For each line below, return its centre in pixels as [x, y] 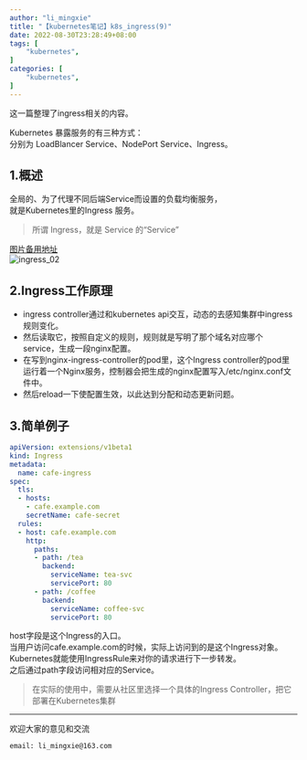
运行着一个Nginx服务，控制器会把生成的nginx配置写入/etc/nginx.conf [153, 372]
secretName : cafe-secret [73, 516]
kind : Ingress [37, 456]
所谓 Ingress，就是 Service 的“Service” [106, 230]
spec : [20, 481]
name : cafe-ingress [55, 473]
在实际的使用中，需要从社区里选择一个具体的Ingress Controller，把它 [162, 690]
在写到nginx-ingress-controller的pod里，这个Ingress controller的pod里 [156, 360]
